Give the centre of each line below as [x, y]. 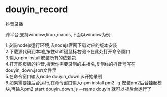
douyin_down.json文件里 [31, 70]
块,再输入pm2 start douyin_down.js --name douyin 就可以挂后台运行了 [78, 89]
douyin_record [37, 9]
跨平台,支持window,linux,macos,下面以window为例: [59, 34]
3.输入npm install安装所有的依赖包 [41, 58]
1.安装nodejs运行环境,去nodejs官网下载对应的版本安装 [61, 45]
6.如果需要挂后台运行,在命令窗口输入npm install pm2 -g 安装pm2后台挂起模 [84, 83]
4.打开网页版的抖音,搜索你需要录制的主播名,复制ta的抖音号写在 [70, 64]
